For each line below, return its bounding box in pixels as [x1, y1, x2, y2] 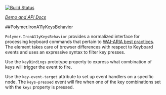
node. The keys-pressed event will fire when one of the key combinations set [5, 79, 161, 85]
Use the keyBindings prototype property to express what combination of [5, 59, 152, 64]
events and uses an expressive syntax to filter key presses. [5, 49, 125, 55]
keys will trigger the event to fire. [5, 64, 72, 70]
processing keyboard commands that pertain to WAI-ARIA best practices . [5, 39, 155, 45]
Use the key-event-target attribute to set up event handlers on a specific [5, 74, 154, 79]
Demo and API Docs [5, 14, 46, 20]
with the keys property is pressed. [5, 84, 74, 90]
